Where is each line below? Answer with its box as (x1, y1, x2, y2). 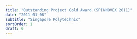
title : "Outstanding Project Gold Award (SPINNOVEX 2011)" (5, 7, 133, 13)
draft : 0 (5, 26, 24, 31)
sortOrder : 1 (5, 21, 33, 27)
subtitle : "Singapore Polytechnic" (5, 17, 81, 22)
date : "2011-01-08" (5, 12, 47, 17)
